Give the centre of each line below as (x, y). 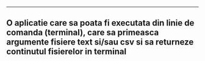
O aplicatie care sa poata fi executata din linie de (100, 23)
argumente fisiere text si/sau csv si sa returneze (100, 42)
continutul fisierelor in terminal (67, 52)
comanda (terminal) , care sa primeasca (83, 33)
